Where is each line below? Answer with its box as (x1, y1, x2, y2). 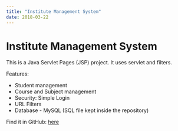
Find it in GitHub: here (6, 119, 60, 126)
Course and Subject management (14, 88, 97, 95)
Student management (14, 82, 68, 89)
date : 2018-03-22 (6, 14, 49, 20)
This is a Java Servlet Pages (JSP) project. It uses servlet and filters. (6, 59, 173, 66)
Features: (6, 70, 29, 77)
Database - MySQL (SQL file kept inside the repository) (14, 107, 149, 114)
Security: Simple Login (14, 94, 70, 101)
